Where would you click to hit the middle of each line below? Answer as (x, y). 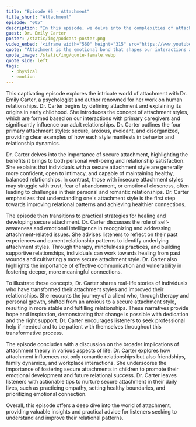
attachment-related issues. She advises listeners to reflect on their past (92, 234)
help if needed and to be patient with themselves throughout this (84, 327)
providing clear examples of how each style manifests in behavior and (90, 137)
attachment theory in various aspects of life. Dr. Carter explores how (88, 351)
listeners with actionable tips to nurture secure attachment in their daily (92, 382)
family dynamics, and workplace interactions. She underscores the (86, 363)
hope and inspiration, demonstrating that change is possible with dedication (97, 315)
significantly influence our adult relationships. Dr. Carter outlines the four (93, 125)
